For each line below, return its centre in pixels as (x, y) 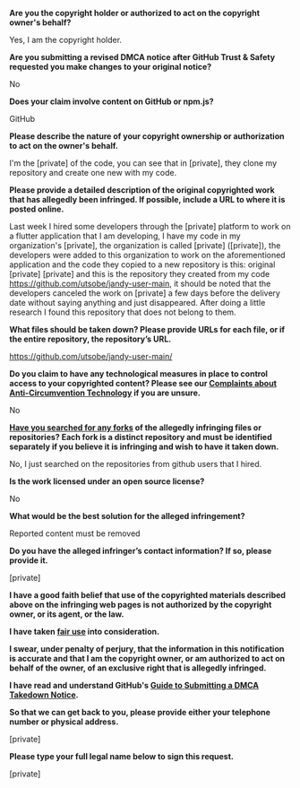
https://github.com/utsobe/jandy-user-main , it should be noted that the (140, 283)
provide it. (29, 560)
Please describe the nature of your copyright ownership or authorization (147, 136)
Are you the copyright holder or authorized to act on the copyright (135, 13)
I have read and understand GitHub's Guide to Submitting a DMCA (134, 685)
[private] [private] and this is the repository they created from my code (140, 274)
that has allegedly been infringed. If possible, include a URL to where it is (147, 199)
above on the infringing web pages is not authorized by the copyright (141, 605)
